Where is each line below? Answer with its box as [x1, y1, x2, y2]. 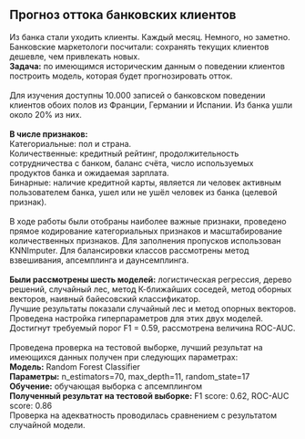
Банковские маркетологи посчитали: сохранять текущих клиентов [9, 41, 269, 52]
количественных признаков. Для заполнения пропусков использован [9, 235, 281, 246]
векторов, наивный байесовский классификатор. [9, 293, 201, 304]
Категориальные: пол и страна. [9, 138, 132, 149]
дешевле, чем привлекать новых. [9, 50, 140, 62]
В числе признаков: [9, 128, 88, 140]
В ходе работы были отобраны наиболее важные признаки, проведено [9, 215, 287, 226]
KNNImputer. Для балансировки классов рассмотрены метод [9, 245, 249, 256]
